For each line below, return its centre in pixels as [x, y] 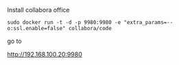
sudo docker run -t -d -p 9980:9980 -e [64, 23]
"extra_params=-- [148, 23]
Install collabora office [38, 10]
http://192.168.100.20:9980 [45, 54]
